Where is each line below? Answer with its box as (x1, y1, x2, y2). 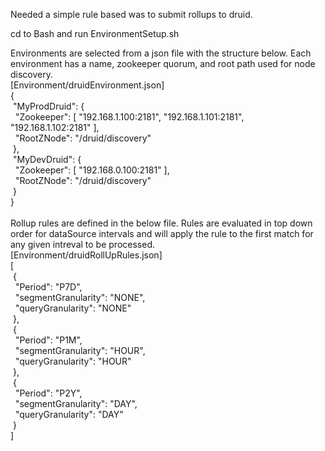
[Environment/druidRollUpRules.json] (10, 249, 163, 261)
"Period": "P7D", (14, 281, 83, 293)
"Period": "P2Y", (14, 387, 83, 399)
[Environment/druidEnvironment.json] (10, 79, 165, 91)
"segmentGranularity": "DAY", (14, 398, 138, 409)
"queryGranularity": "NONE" (14, 302, 132, 314)
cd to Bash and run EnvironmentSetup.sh (10, 28, 180, 39)
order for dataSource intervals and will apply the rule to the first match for (10, 228, 314, 239)
